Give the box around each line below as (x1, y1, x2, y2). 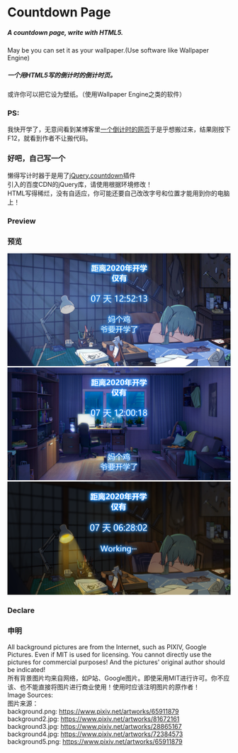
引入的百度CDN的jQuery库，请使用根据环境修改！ (7, 180, 152, 188)
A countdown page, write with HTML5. (7, 28, 124, 36)
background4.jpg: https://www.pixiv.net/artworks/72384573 (7, 730, 183, 738)
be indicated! (7, 665, 46, 673)
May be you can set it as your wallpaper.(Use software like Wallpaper (7, 46, 209, 55)
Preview (7, 216, 36, 226)
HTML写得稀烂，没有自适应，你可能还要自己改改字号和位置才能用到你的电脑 (7, 189, 230, 197)
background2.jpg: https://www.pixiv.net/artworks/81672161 (7, 715, 180, 723)
